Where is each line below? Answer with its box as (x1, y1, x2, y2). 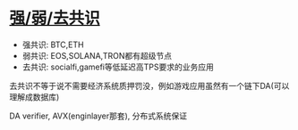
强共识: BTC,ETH (21, 39, 84, 50)
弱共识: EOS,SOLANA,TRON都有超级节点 (21, 50, 173, 61)
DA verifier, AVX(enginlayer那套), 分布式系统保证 (9, 110, 188, 121)
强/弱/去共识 (9, 8, 100, 28)
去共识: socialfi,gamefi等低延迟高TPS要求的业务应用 (21, 61, 215, 72)
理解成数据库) (9, 91, 60, 102)
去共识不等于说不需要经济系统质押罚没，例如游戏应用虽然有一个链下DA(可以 (9, 80, 290, 91)
